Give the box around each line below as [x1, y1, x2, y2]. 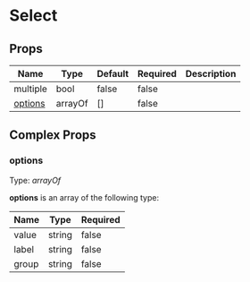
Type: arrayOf [9, 175, 62, 185]
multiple [13, 82, 47, 95]
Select [9, 5, 58, 26]
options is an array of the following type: [9, 192, 159, 202]
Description [185, 68, 237, 80]
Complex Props [9, 127, 96, 143]
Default [96, 68, 129, 80]
